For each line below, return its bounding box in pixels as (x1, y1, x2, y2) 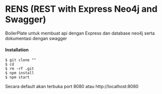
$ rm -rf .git (5, 66, 35, 71)
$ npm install (5, 70, 35, 76)
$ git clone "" (5, 58, 37, 63)
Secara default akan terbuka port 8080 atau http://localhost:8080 (5, 84, 139, 90)
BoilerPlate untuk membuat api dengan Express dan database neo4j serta (5, 30, 155, 36)
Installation (5, 47, 29, 53)
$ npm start (5, 75, 30, 80)
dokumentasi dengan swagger (5, 35, 67, 41)
